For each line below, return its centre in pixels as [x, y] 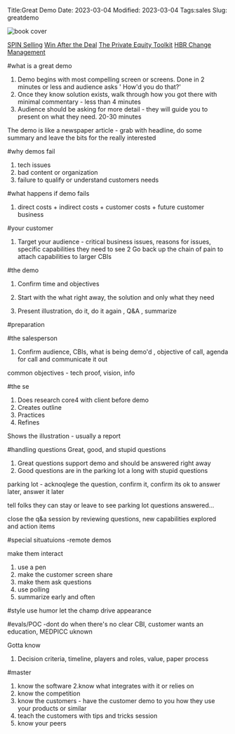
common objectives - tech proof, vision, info [71, 373]
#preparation [26, 325]
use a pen [32, 567]
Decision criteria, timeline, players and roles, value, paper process [113, 659]
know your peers [42, 723]
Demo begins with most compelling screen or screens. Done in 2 [111, 79]
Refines [28, 422]
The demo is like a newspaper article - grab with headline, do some [105, 130]
